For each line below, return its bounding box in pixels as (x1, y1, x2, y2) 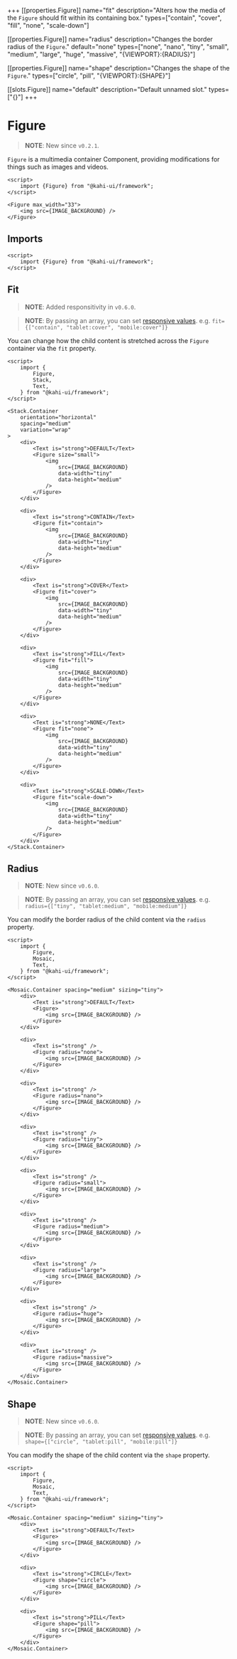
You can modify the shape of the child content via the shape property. (7, 1451, 211, 1460)
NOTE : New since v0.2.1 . (24, 141, 99, 149)
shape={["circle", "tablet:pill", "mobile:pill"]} (24, 1438, 178, 1445)
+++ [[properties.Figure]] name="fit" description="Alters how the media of (7, 6, 226, 14)
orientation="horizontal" (20, 414, 97, 421)
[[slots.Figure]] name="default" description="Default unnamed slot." (7, 85, 207, 93)
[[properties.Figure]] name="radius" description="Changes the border (7, 35, 213, 43)
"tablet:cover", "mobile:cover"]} (66, 324, 168, 331)
